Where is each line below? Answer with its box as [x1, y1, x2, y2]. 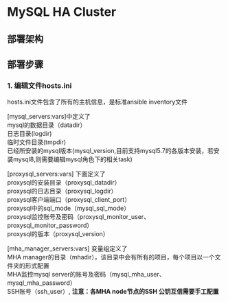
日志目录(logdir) [7, 130, 52, 138]
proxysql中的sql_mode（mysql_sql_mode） [7, 204, 130, 213]
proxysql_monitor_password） [7, 221, 93, 230]
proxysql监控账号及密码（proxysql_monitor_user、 [7, 213, 150, 221]
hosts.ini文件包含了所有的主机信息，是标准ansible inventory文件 [7, 97, 187, 106]
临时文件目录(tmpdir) [7, 138, 67, 146]
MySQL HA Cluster [7, 4, 117, 20]
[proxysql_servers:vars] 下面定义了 [7, 170, 106, 178]
